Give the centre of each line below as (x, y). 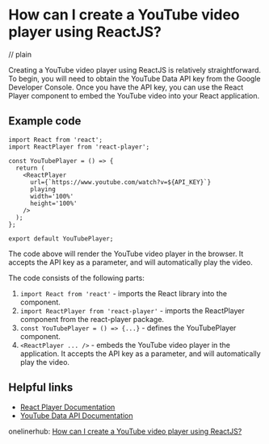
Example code (45, 121)
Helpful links (41, 388)
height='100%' (54, 203)
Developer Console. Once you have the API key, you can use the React (126, 87)
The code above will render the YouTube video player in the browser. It (126, 253)
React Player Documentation (67, 407)
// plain (20, 54)
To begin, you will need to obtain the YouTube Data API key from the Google (134, 78)
